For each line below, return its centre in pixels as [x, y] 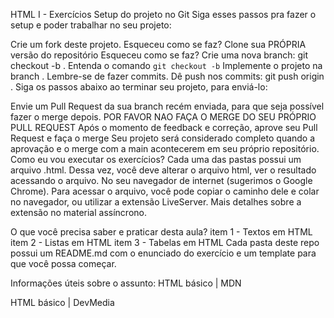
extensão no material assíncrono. [78, 212]
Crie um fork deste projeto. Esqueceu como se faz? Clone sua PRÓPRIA [158, 44]
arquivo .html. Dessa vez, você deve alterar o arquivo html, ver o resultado [163, 170]
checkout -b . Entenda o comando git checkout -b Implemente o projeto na [166, 65]
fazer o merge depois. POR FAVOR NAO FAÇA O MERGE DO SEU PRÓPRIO [163, 117]
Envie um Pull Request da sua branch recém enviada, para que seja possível [167, 106]
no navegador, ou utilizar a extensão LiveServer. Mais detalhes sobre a [156, 202]
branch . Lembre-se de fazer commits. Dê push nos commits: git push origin [167, 76]
